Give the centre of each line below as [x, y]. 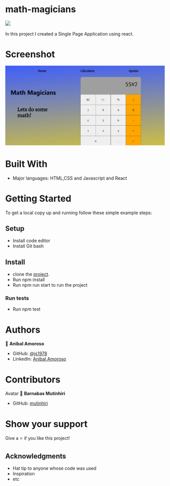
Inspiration [24, 474]
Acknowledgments [36, 456]
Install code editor [31, 241]
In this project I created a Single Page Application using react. [70, 33]
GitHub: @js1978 [30, 354]
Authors [23, 329]
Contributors [33, 379]
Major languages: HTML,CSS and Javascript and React [70, 178]
